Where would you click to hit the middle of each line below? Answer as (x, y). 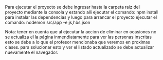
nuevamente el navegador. (32, 52)
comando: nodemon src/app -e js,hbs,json (48, 22)
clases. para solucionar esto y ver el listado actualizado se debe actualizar (80, 47)
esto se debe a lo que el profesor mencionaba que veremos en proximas (78, 42)
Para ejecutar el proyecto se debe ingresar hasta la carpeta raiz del (72, 7)
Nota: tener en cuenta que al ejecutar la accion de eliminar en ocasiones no (81, 32)
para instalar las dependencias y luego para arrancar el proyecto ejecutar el (81, 17)
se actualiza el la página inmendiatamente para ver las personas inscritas (78, 37)
